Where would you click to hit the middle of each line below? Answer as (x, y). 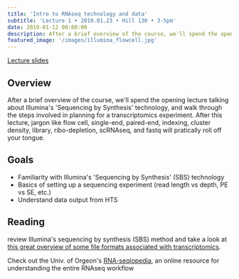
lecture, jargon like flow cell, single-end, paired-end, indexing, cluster (109, 122)
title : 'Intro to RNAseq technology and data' (78, 14)
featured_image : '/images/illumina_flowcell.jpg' (83, 40)
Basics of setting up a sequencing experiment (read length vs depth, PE (123, 185)
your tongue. (26, 137)
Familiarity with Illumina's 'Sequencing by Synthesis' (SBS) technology (121, 177)
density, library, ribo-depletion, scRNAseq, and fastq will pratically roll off (115, 130)
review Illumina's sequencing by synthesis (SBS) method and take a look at (117, 239)
